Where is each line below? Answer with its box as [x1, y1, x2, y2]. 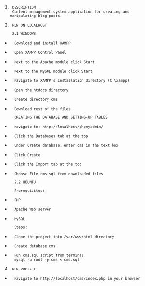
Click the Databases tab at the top [14, 134, 88, 139]
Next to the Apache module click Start [14, 60, 95, 64]
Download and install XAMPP [14, 41, 71, 46]
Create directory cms [14, 97, 58, 102]
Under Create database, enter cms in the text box [14, 143, 119, 148]
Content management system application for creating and [12, 9, 129, 14]
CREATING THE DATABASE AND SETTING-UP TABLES [14, 115, 108, 120]
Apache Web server [14, 207, 51, 212]
